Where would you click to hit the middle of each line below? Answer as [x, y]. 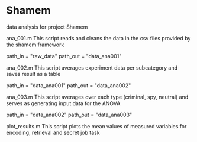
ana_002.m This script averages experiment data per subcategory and [92, 67]
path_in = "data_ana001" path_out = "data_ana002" [69, 85]
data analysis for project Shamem [47, 27]
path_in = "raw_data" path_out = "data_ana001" [64, 56]
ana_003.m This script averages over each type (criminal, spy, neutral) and [97, 97]
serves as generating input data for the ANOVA [63, 103]
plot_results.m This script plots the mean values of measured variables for [96, 126]
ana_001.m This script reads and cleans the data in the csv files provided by [98, 38]
